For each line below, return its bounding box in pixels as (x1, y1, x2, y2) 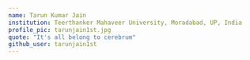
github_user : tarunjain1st (8, 41, 97, 48)
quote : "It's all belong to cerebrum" (8, 33, 136, 41)
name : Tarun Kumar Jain (8, 11, 87, 19)
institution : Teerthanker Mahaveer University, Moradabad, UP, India (8, 19, 243, 26)
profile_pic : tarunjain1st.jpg (8, 26, 112, 34)
